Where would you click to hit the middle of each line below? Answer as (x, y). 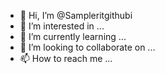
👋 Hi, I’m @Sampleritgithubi (76, 15)
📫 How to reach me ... (66, 58)
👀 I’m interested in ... (62, 26)
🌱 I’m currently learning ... (73, 36)
